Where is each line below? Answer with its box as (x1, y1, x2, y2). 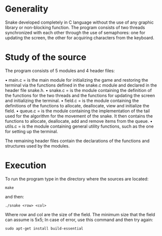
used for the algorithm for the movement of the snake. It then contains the (5, 113, 153, 119)
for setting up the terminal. (5, 128, 58, 134)
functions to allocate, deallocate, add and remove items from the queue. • (5, 118, 153, 124)
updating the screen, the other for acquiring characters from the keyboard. (5, 35, 154, 41)
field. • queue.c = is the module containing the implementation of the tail (5, 108, 150, 114)
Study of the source (5, 52, 86, 63)
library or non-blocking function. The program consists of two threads (5, 24, 146, 30)
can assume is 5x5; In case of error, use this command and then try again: (5, 217, 153, 222)
